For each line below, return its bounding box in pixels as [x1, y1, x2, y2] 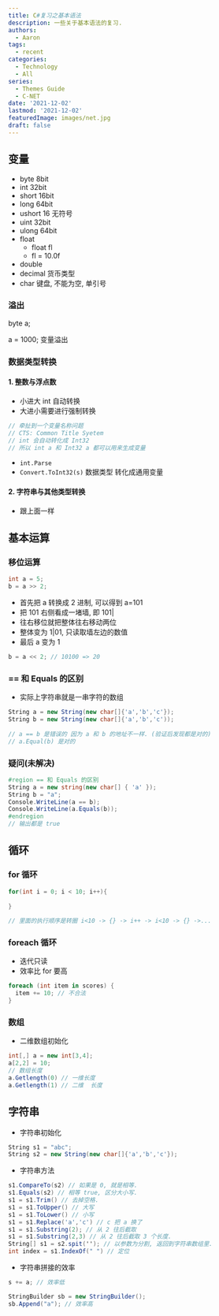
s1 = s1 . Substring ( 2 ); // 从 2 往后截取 [8, 1225, 136, 1233]
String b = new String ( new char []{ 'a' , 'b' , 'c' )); [8, 716, 175, 723]
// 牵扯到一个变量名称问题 [8, 422, 84, 429]
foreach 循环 [8, 937, 58, 948]
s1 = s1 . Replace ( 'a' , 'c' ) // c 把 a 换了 [8, 1218, 143, 1226]
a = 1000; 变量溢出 [8, 334, 69, 344]
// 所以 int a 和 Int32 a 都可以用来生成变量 [8, 444, 146, 452]
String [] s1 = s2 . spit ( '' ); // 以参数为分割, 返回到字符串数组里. [8, 1240, 213, 1248]
